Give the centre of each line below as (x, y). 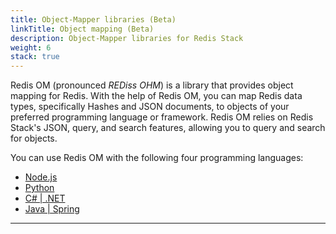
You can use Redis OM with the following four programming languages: (157, 158)
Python (39, 188)
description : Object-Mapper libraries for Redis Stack (127, 38)
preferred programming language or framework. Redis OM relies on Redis (162, 117)
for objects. (34, 138)
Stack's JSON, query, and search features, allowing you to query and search (168, 128)
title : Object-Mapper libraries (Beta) (93, 19)
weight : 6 (31, 47)
